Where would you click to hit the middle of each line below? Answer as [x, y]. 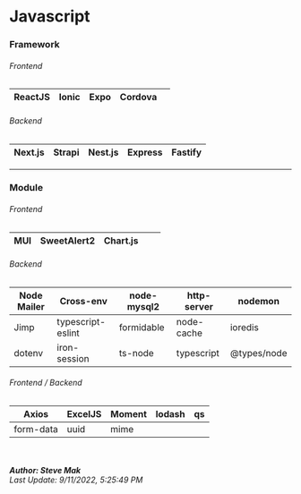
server [199, 306]
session [73, 358]
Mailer [30, 306]
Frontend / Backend [46, 383]
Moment [129, 414]
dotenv [29, 353]
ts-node [136, 353]
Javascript [50, 17]
